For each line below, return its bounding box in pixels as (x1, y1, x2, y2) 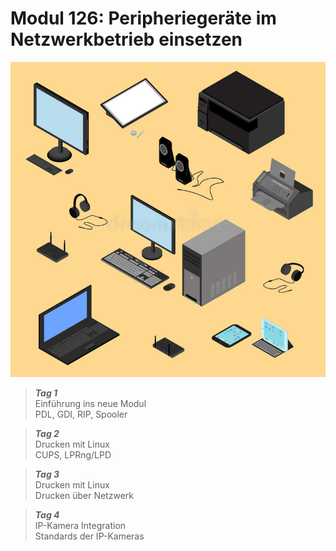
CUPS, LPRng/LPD (34, 448, 112, 461)
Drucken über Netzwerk (34, 489, 134, 501)
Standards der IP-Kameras (34, 530, 145, 542)
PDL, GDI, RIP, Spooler (34, 408, 128, 420)
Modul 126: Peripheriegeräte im (10, 7, 277, 30)
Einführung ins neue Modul (34, 397, 147, 409)
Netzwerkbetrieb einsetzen (10, 28, 243, 51)
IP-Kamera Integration (34, 519, 127, 531)
